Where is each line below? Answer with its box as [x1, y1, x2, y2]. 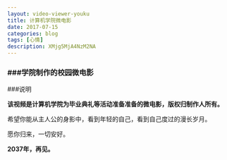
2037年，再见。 [7, 145, 54, 154]
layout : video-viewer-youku [7, 10, 90, 18]
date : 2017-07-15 [7, 23, 59, 30]
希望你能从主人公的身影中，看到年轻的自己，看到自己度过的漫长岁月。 [7, 115, 211, 123]
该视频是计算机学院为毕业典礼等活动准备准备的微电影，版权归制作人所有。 [7, 100, 223, 109]
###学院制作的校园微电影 [7, 68, 94, 78]
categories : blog [7, 30, 59, 37]
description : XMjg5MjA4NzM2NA [7, 43, 97, 50]
